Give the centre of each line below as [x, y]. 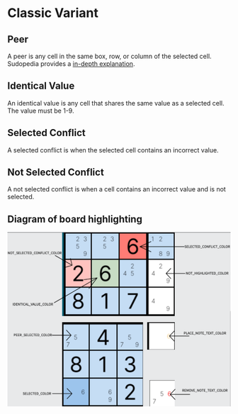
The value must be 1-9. [41, 111]
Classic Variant [53, 13]
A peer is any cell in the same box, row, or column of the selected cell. [109, 56]
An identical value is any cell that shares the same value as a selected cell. [116, 103]
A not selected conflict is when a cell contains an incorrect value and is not [117, 189]
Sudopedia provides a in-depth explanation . [71, 64]
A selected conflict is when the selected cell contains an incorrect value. [113, 150]
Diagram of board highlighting [75, 219]
